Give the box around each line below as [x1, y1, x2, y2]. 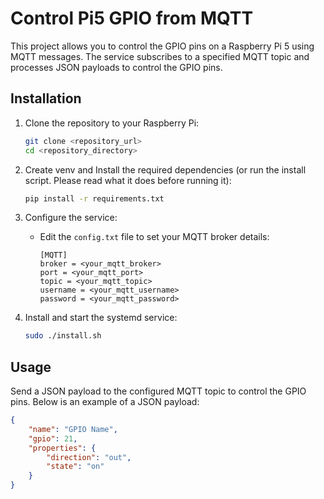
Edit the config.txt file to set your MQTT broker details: [39, 231, 270, 243]
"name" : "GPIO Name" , [28, 424, 118, 434]
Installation [10, 90, 82, 107]
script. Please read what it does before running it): [24, 174, 232, 186]
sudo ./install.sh [24, 331, 102, 341]
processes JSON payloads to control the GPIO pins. [10, 61, 223, 73]
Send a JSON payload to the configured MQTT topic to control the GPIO [10, 385, 307, 397]
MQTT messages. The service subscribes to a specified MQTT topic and [10, 50, 310, 62]
